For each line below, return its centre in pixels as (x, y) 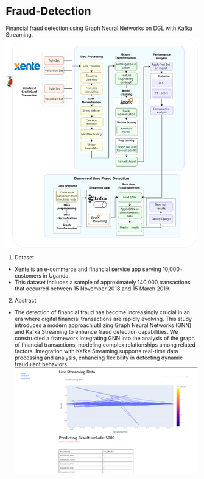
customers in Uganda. (42, 276)
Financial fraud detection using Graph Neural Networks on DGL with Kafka (99, 28)
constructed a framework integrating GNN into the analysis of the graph (105, 338)
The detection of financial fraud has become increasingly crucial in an (102, 312)
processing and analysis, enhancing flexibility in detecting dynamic (99, 358)
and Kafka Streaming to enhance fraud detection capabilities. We (96, 332)
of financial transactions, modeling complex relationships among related (105, 345)
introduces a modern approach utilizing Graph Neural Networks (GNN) (103, 325)
